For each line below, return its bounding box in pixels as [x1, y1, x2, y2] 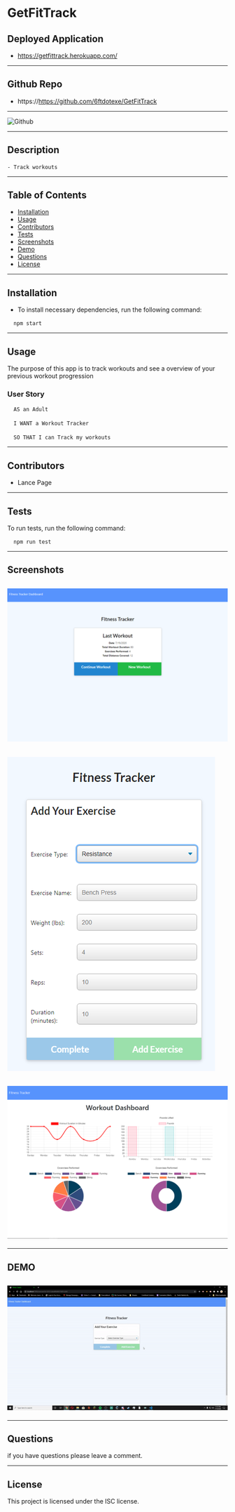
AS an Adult [13, 406, 49, 413]
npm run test [13, 538, 52, 545]
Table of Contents [7, 190, 87, 201]
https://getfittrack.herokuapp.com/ [17, 51, 117, 60]
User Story [7, 389, 45, 399]
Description [7, 144, 59, 156]
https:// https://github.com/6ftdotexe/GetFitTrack [17, 97, 157, 105]
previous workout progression [7, 372, 94, 380]
